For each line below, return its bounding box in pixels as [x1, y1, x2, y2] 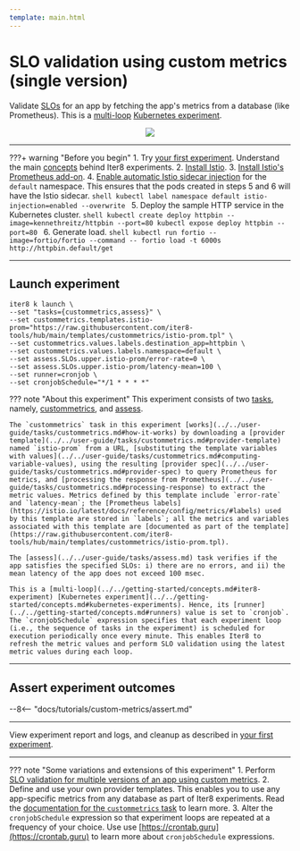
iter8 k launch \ [9, 300, 74, 309]
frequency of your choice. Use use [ [9, 822, 143, 832]
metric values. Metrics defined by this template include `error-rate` [9, 491, 281, 501]
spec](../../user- [200, 459, 270, 469]
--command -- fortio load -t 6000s [88, 236, 221, 245]
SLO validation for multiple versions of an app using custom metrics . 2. [9, 774, 270, 785]
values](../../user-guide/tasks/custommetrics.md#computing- [29, 452, 262, 461]
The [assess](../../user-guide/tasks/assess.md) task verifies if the [9, 553, 278, 563]
